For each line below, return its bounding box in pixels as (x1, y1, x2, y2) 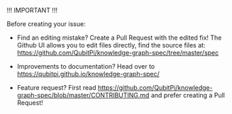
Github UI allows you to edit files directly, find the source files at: (16, 41, 206, 49)
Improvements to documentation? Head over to (16, 62, 155, 70)
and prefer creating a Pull (150, 91, 225, 99)
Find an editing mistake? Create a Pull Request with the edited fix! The (16, 33, 222, 42)
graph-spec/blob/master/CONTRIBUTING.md (16, 91, 150, 99)
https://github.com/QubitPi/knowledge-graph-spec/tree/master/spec (16, 49, 219, 57)
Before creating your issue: (6, 20, 86, 28)
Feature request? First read (16, 84, 96, 91)
